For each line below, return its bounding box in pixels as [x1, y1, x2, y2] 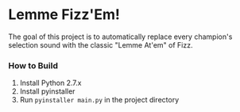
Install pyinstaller [19, 87, 75, 96]
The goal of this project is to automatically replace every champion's [8, 32, 233, 41]
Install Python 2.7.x [19, 78, 82, 88]
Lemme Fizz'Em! [8, 6, 121, 24]
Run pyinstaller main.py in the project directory [19, 95, 180, 105]
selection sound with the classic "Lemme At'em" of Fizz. [8, 40, 193, 49]
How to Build [8, 60, 58, 71]
